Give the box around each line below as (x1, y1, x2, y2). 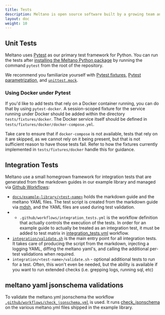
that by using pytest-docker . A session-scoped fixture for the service (5, 106, 145, 112)
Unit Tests (5, 39, 37, 47)
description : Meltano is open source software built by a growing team (5, 12, 155, 17)
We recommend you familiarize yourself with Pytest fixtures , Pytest (5, 72, 141, 78)
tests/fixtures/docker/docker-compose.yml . (5, 121, 95, 128)
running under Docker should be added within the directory (5, 111, 125, 117)
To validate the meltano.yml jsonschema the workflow (5, 294, 114, 300)
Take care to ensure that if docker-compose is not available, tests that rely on (5, 131, 158, 137)
